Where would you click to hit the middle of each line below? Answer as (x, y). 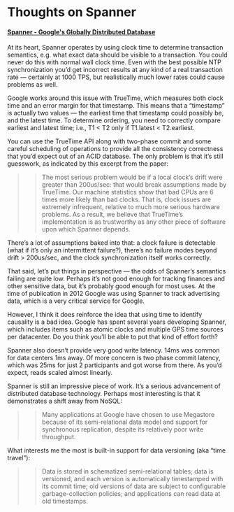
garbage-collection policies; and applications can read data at (131, 494)
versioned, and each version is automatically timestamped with (132, 479)
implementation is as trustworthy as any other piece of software (133, 222)
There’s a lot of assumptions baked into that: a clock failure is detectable (111, 243)
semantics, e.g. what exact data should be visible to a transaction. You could (117, 55)
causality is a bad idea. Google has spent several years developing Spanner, (117, 322)
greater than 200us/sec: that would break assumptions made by (134, 185)
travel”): (19, 458)
